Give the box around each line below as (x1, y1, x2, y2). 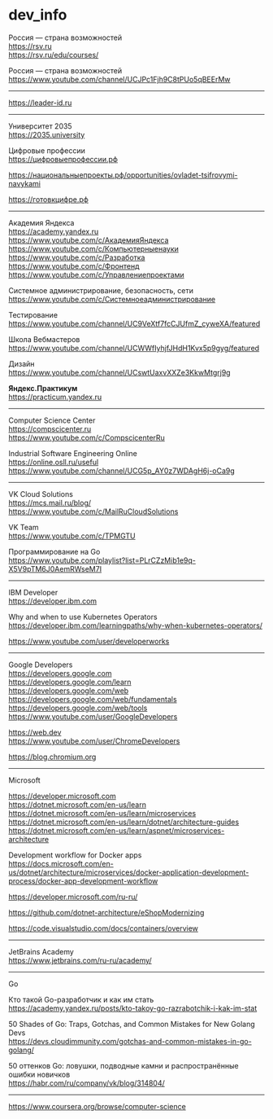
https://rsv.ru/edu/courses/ (8, 50, 99, 59)
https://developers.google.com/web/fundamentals (8, 694, 177, 704)
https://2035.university (8, 129, 85, 139)
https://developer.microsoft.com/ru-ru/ (8, 892, 138, 902)
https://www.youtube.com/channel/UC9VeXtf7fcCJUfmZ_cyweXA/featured (8, 318, 261, 328)
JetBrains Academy (8, 946, 75, 956)
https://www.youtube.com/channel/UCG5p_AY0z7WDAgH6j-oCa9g (8, 466, 236, 476)
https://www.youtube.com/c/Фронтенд (8, 261, 140, 270)
